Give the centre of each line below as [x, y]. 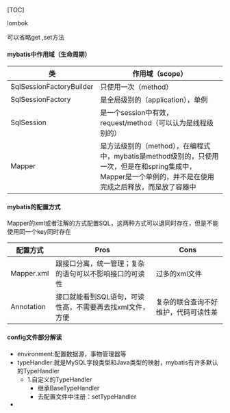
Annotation [28, 307]
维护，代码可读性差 [187, 312]
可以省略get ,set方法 [36, 37]
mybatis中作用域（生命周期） [49, 54]
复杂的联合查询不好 [187, 302]
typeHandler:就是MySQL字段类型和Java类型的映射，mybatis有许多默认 [117, 362]
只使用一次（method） [137, 87]
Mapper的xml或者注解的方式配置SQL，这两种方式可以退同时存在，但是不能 [113, 223]
